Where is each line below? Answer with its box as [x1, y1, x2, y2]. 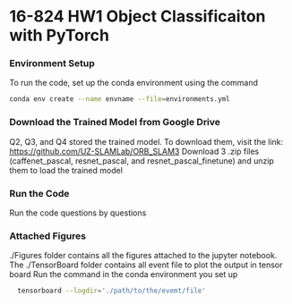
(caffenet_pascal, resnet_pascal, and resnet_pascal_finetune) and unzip [9, 155, 275, 166]
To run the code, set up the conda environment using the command [9, 78, 258, 89]
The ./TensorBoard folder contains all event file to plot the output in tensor [9, 259, 283, 270]
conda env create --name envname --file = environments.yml [9, 95, 230, 104]
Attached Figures [9, 230, 87, 242]
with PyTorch [9, 25, 110, 46]
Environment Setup [9, 57, 96, 70]
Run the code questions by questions [9, 207, 147, 218]
